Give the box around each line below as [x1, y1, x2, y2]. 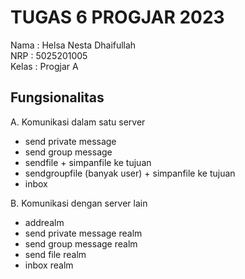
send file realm [24, 248, 87, 260]
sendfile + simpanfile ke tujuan [24, 156, 152, 168]
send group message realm [24, 237, 138, 250]
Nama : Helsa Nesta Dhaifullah [10, 39, 137, 51]
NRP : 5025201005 [10, 49, 88, 61]
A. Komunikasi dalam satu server [10, 116, 146, 128]
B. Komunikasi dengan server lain [10, 197, 148, 209]
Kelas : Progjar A [10, 60, 79, 72]
